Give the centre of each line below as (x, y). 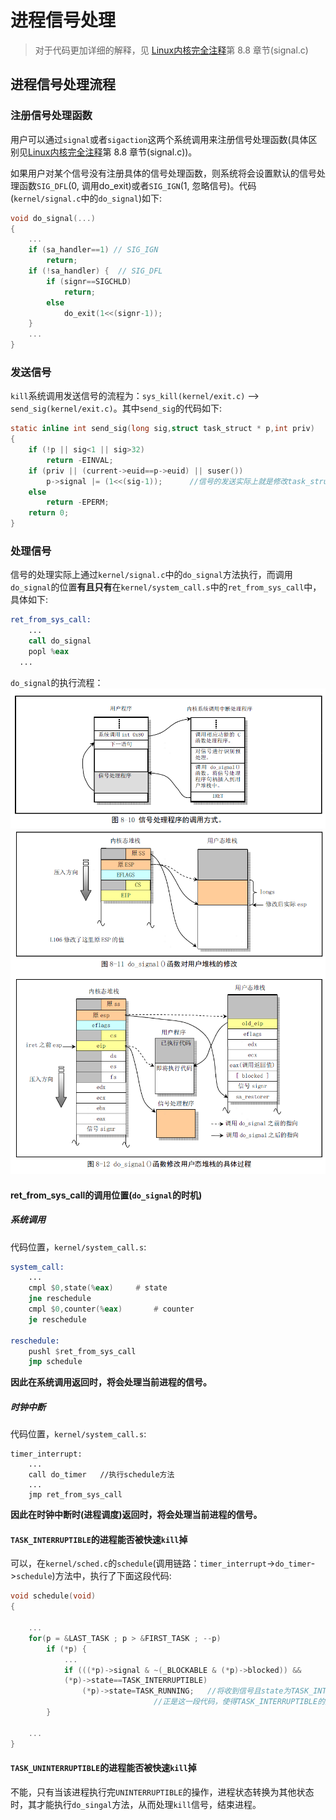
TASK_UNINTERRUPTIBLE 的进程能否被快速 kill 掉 (103, 1768)
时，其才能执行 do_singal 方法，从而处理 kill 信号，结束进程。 (136, 1804)
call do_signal (60, 641)
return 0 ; (49, 513)
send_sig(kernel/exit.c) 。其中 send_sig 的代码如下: (116, 408)
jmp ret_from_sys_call (75, 1495)
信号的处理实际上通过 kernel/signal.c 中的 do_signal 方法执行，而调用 (151, 575)
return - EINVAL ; (80, 460)
